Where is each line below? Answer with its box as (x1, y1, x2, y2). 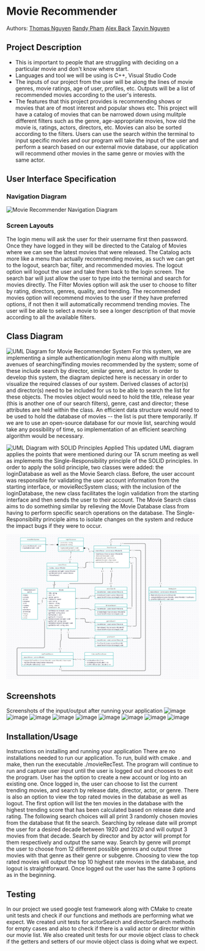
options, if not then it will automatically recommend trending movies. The (6, 300, 190, 307)
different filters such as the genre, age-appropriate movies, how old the (15, 117, 196, 124)
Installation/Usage (6, 731, 78, 742)
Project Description (6, 42, 82, 53)
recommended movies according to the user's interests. (15, 91, 157, 99)
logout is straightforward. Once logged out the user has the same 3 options (6, 865, 196, 872)
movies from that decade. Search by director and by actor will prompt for (6, 832, 191, 840)
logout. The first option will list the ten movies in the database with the (6, 800, 184, 807)
